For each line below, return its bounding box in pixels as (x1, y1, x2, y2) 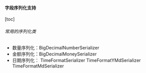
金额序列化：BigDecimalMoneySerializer (12, 51, 97, 57)
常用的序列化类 (5, 28, 36, 34)
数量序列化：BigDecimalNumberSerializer (12, 45, 100, 51)
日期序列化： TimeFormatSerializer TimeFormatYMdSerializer (12, 57, 141, 63)
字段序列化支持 (5, 5, 36, 11)
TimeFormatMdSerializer (12, 63, 64, 69)
